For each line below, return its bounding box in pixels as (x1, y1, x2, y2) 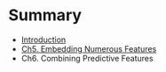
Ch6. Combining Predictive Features (20, 53, 154, 63)
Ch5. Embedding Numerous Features (20, 43, 157, 54)
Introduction (20, 34, 67, 45)
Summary (8, 5, 82, 25)
